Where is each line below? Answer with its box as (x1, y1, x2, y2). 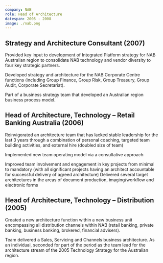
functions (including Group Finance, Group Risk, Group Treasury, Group (5, 77, 150, 83)
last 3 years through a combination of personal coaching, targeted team (5, 137, 150, 143)
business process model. (5, 97, 56, 103)
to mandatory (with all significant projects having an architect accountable (5, 166, 155, 172)
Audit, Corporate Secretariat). (5, 82, 65, 88)
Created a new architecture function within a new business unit (5, 216, 133, 223)
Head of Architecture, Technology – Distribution (5, 196, 154, 205)
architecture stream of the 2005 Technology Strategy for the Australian (5, 247, 148, 253)
